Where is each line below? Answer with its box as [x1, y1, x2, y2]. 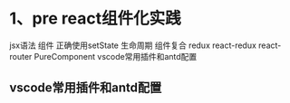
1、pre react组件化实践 [9, 8, 181, 29]
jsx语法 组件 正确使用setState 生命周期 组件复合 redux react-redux [9, 40, 256, 51]
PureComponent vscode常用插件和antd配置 [34, 51, 198, 61]
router [9, 51, 33, 61]
